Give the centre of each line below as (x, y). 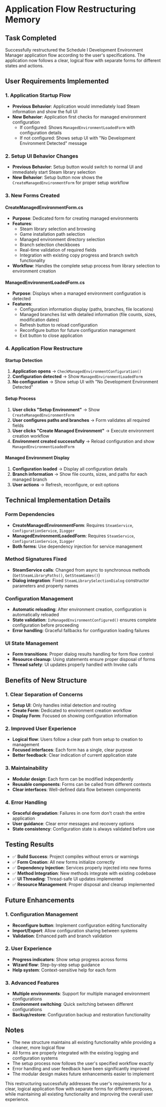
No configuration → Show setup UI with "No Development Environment (85, 382)
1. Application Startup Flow (38, 95)
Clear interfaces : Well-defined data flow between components (76, 789)
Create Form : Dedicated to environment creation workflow (72, 711)
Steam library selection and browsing (58, 229)
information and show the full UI (45, 111)
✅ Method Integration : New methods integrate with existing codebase (84, 873)
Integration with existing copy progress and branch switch (79, 255)
